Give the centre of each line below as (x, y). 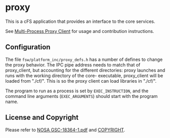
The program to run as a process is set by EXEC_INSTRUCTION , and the (77, 91)
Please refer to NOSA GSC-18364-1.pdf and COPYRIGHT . (65, 130)
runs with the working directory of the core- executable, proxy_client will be (84, 76)
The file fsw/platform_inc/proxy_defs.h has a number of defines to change (84, 59)
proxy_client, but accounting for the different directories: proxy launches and (85, 70)
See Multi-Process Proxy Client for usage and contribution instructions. (80, 31)
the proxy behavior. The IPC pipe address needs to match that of (73, 64)
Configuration (28, 47)
